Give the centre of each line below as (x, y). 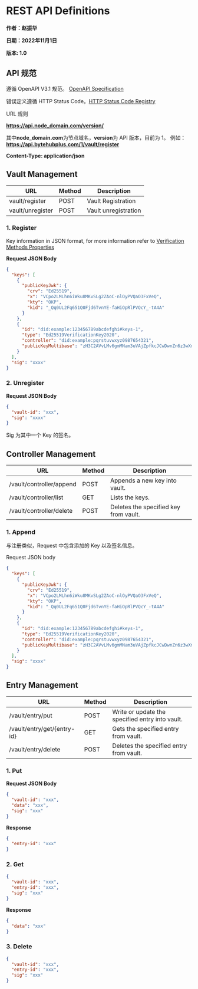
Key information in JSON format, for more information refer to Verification (95, 240)
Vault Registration (111, 200)
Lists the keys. (130, 497)
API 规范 (22, 73)
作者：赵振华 (22, 28)
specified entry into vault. (147, 719)
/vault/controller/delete (41, 511)
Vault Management (42, 174)
